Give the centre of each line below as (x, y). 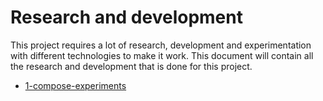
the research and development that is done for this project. (131, 66)
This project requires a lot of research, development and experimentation (161, 45)
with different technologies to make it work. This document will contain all (162, 55)
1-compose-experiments (75, 85)
